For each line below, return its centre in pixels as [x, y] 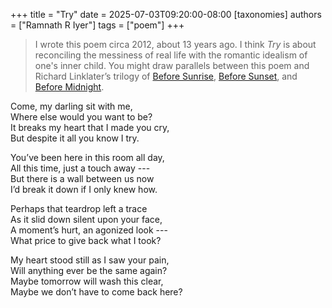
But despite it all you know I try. [75, 138]
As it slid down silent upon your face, [86, 219]
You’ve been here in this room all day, [87, 157]
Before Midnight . [69, 87]
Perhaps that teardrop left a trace [79, 208]
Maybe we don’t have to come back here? [96, 292]
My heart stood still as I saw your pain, [90, 260]
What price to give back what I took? [86, 240]
